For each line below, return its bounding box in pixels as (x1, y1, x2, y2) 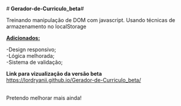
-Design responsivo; (6, 46, 57, 53)
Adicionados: (6, 35, 41, 41)
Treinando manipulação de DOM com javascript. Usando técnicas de (6, 17, 176, 23)
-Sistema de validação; (6, 59, 63, 66)
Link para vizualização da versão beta (6, 70, 102, 77)
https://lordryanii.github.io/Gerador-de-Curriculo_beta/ (6, 77, 142, 83)
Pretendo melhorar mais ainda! (6, 95, 82, 101)
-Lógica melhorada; (6, 52, 55, 59)
